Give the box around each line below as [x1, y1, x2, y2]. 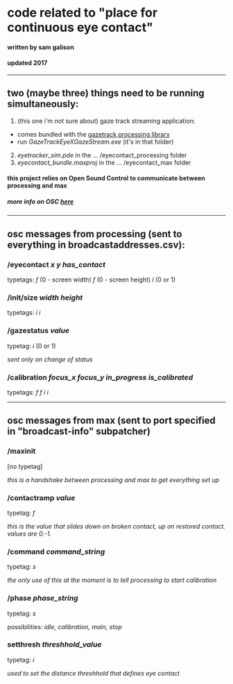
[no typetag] [7, 462, 43, 470]
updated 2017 [7, 59, 48, 67]
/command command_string [7, 547, 105, 556]
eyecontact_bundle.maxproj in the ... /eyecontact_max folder [17, 158, 191, 166]
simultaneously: [7, 99, 79, 110]
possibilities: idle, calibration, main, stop [7, 622, 123, 631]
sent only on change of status [7, 355, 93, 364]
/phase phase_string [7, 593, 78, 603]
